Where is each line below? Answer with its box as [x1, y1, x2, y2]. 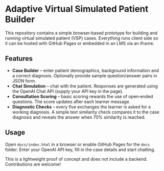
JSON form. [12, 78, 36, 84]
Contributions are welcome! [5, 161, 61, 167]
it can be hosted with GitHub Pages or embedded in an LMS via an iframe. [5, 40, 155, 46]
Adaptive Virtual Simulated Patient [5, 3, 148, 15]
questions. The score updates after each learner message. [12, 99, 131, 105]
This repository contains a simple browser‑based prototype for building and [5, 30, 158, 36]
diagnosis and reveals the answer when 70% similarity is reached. [12, 114, 146, 120]
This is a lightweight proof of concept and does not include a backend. [5, 156, 148, 162]
